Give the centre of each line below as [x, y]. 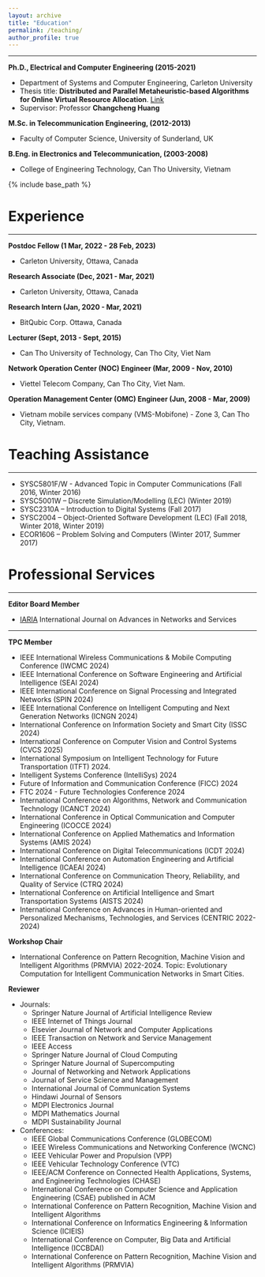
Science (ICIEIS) [58, 1231]
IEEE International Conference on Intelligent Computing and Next [125, 708]
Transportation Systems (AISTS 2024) [82, 901]
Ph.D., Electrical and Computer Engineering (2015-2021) [102, 67]
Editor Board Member [44, 604]
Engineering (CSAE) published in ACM [93, 1198]
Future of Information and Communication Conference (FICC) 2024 [129, 784]
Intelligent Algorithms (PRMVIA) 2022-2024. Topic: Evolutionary [123, 965]
